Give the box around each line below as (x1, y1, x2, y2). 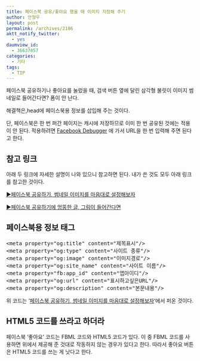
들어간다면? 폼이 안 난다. (21, 94, 79, 101)
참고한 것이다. (12, 178, 45, 186)
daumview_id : (6, 42, 39, 48)
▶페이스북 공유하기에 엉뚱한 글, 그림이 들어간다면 (6, 203, 121, 211)
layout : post (6, 20, 39, 26)
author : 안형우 (6, 14, 41, 20)
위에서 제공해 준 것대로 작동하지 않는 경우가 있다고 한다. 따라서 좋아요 (21, 341, 183, 348)
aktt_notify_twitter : (6, 31, 60, 37)
